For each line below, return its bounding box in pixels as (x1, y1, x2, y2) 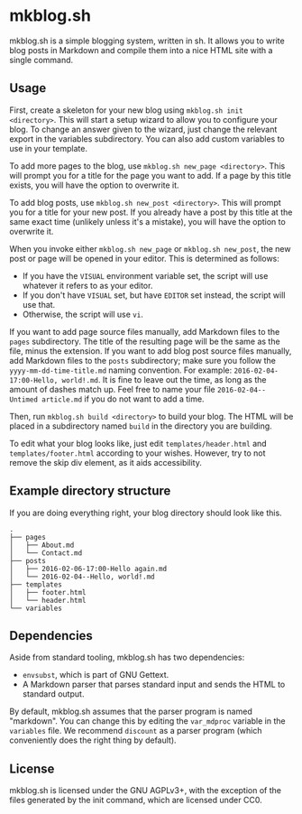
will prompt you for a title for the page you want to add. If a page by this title (9, 170, 291, 180)
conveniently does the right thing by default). (9, 735, 178, 745)
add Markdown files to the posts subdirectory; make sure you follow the (9, 355, 277, 365)
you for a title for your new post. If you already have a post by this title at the (9, 207, 293, 217)
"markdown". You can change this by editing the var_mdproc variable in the (9, 716, 286, 726)
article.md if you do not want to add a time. (41, 393, 205, 404)
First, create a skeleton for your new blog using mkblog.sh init (9, 105, 243, 116)
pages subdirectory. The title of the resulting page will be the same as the (9, 336, 281, 347)
